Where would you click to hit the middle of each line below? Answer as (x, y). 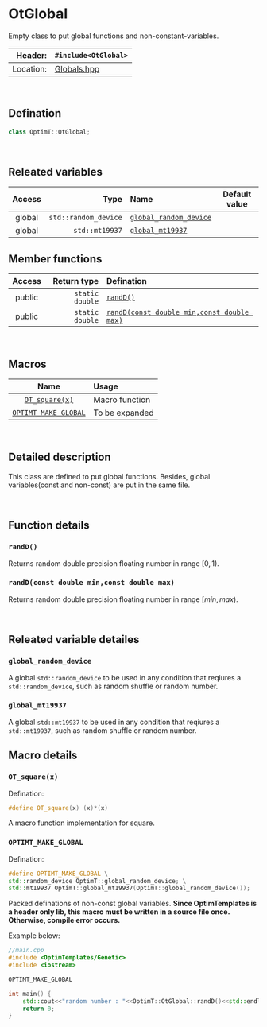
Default (237, 194)
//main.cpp (26, 951)
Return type (76, 281)
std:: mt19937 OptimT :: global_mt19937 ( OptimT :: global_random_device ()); (129, 888)
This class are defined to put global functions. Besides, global (109, 476)
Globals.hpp (77, 68)
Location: (30, 68)
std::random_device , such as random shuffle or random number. (113, 686)
